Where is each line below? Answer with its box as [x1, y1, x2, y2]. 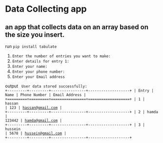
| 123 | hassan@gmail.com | [5, 105, 62, 110]
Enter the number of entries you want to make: [12, 54, 111, 59]
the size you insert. [5, 30, 65, 39]
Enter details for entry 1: [12, 59, 69, 64]
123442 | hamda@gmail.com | [5, 118, 62, 123]
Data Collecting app [5, 3, 87, 15]
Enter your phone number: [12, 69, 65, 74]
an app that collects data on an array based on [5, 23, 149, 31]
